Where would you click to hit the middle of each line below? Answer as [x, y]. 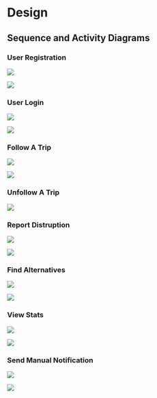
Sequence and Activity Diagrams [78, 38]
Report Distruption [39, 225]
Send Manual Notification [50, 360]
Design [28, 13]
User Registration [37, 58]
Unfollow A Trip [33, 192]
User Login [26, 102]
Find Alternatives [37, 270]
